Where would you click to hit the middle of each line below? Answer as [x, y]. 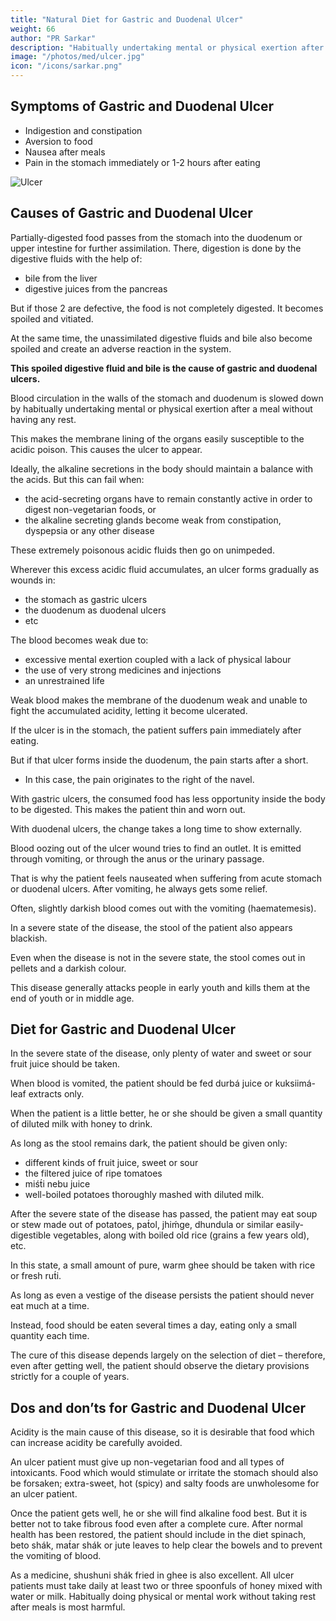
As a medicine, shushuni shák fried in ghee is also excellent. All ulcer [152, 1575]
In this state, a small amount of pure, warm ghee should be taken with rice [163, 1265]
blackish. [29, 938]
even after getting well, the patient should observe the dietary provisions [160, 1366]
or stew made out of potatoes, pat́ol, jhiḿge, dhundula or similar [142, 1225]
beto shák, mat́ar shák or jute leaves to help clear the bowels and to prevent [166, 1545]
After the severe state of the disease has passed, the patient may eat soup [164, 1214]
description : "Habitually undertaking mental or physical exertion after [167, 47]
